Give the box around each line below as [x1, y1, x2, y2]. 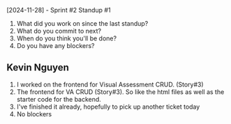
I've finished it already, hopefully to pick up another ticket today [16, 102, 200, 111]
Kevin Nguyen [6, 62, 69, 74]
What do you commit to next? [16, 27, 102, 35]
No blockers [16, 109, 52, 118]
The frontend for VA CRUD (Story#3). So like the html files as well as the [16, 87, 225, 96]
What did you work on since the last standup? [16, 20, 149, 27]
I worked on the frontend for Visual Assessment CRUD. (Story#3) [16, 80, 204, 88]
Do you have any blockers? [16, 42, 95, 49]
